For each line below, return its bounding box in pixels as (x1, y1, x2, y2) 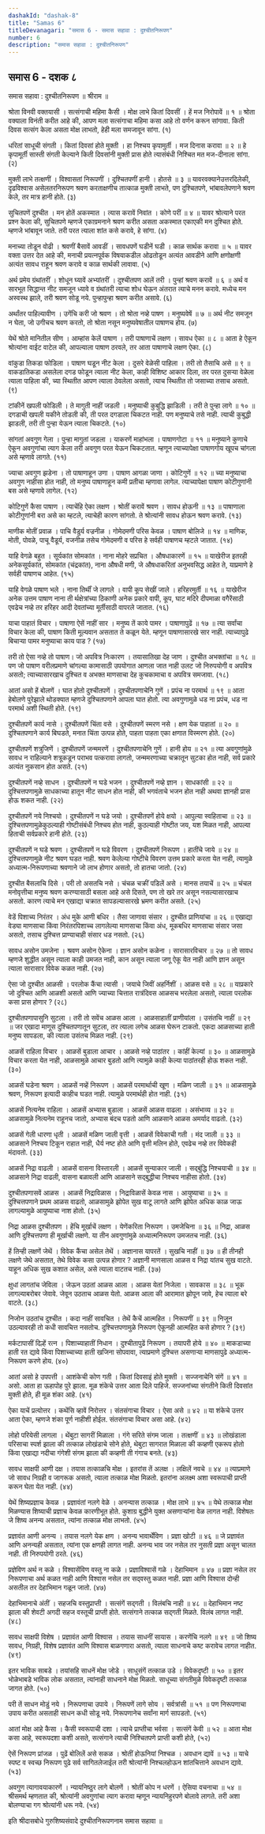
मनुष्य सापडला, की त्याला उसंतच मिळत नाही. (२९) (8, 1030, 133, 1040)
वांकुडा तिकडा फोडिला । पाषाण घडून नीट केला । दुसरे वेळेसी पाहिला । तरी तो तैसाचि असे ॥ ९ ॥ (8, 358, 251, 368)
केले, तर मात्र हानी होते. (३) (8, 191, 77, 202)
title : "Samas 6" (8, 19, 65, 27)
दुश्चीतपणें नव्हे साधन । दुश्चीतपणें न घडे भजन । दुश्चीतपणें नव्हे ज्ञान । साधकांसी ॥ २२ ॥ (8, 777, 233, 787)
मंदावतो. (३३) (8, 1147, 43, 1157)
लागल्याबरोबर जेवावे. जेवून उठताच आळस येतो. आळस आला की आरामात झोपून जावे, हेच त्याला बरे (8, 1289, 248, 1298)
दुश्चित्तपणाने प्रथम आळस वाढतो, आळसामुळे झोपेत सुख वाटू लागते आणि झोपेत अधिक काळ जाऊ (8, 1196, 242, 1207)
